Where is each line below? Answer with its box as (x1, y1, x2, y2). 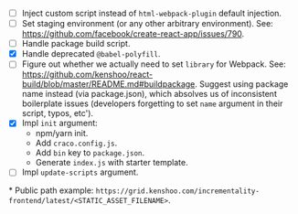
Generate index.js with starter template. (35, 157, 188, 168)
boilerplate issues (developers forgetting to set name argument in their (21, 98, 283, 109)
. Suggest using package (195, 79, 289, 90)
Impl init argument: (21, 118, 98, 129)
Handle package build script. (21, 38, 131, 49)
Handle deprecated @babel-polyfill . (21, 48, 161, 59)
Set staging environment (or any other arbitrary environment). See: (21, 18, 273, 29)
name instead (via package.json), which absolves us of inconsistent (21, 89, 278, 100)
